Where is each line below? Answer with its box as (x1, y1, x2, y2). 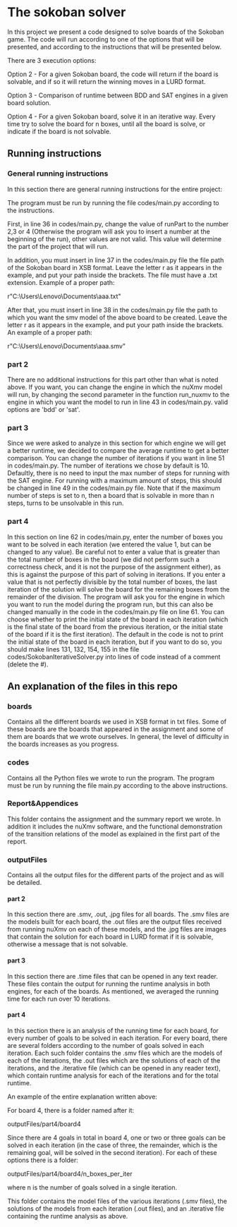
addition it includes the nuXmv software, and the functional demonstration (7, 822, 223, 831)
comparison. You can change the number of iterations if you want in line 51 (7, 454, 225, 463)
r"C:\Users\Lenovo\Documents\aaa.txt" (7, 292, 121, 300)
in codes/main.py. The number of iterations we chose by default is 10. (7, 461, 209, 470)
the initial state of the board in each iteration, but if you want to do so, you (7, 637, 222, 646)
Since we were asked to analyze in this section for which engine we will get (7, 439, 226, 448)
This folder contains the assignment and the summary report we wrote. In (7, 814, 221, 823)
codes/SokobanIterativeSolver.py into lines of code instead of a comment (7, 652, 221, 661)
